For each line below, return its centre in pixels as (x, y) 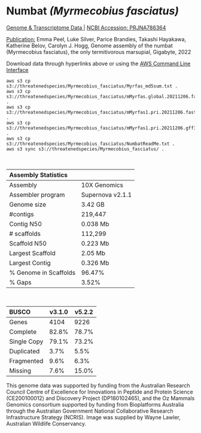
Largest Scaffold (32, 253)
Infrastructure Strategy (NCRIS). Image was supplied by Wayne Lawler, (94, 417)
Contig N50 (25, 224)
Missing (20, 371)
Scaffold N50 (28, 243)
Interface (17, 69)
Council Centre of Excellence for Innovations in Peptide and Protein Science (100, 392)
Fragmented (26, 361)
